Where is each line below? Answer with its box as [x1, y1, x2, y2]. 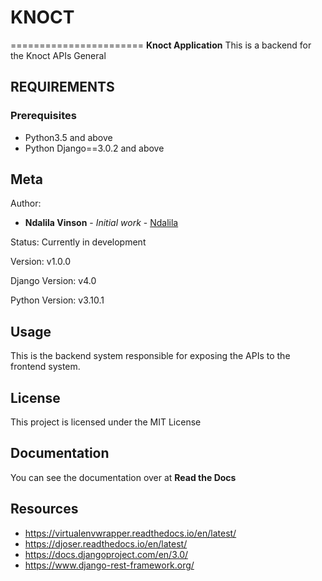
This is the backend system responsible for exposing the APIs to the [10, 350, 291, 362]
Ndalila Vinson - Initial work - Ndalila [24, 217, 179, 229]
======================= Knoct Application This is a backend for [10, 39, 312, 51]
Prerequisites [10, 109, 77, 123]
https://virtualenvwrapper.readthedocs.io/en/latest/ [24, 527, 237, 539]
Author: [10, 197, 42, 210]
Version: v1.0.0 [10, 256, 72, 268]
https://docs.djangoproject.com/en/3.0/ [24, 548, 189, 560]
